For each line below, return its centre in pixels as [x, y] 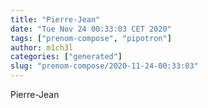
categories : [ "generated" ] [66, 57]
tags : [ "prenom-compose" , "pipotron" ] [91, 38]
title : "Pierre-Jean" [55, 19]
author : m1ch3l [42, 47]
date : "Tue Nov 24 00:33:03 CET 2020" [91, 29]
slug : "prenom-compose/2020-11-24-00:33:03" [104, 66]
